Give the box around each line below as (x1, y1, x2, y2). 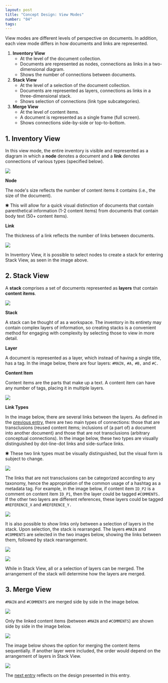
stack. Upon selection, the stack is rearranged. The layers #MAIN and (5, 526, 146, 532)
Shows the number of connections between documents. (20, 71, 136, 78)
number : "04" (5, 17, 33, 22)
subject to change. (5, 456, 44, 462)
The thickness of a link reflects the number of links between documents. (5, 232, 155, 239)
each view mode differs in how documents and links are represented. (5, 41, 148, 47)
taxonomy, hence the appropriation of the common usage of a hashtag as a (5, 480, 161, 486)
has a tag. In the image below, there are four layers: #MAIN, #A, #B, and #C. (5, 360, 159, 366)
